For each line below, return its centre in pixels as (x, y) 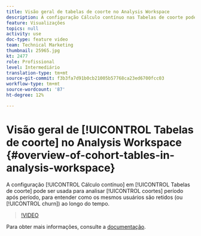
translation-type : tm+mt (37, 73)
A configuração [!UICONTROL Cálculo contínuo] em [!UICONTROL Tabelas (98, 184)
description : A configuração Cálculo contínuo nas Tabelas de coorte (95, 17)
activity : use (24, 34)
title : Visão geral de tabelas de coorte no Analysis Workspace (88, 12)
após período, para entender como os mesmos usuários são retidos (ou (95, 197)
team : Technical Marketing (40, 45)
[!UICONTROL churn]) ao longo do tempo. (58, 203)
